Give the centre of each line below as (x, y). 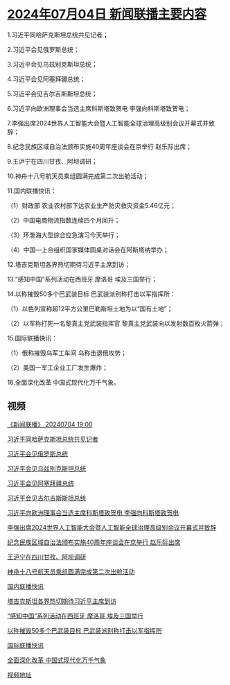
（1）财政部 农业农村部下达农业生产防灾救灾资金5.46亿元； (92, 205)
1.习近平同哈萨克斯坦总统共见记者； (58, 35)
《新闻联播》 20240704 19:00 (50, 424)
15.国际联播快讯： (32, 338)
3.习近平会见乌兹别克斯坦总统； (53, 64)
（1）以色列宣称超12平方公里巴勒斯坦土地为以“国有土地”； (90, 309)
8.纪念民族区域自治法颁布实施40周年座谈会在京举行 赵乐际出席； (100, 146)
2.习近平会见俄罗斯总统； (43, 49)
